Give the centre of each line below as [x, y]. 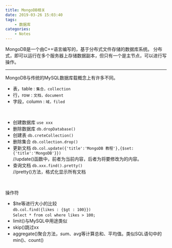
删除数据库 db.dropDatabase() [44, 129]
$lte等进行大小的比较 [35, 204]
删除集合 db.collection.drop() [45, 141]
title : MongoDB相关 [25, 10]
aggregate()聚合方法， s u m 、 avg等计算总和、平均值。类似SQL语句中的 [87, 234]
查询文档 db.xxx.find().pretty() [48, 165]
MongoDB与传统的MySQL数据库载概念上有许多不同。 [62, 78]
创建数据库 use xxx [33, 122]
